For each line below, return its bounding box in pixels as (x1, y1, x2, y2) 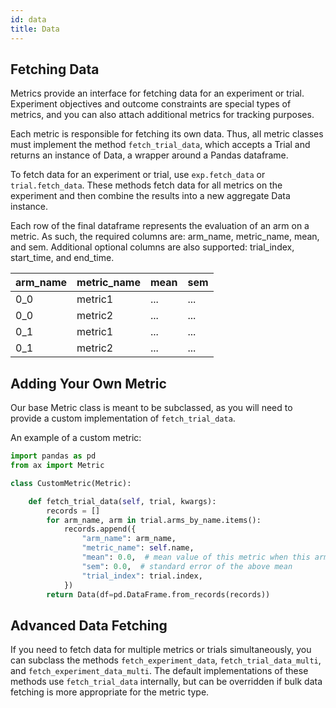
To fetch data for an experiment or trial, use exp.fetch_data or (10, 169, 266, 181)
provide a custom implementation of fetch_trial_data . (10, 412, 236, 425)
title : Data (10, 24, 60, 34)
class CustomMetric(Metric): (10, 478, 132, 488)
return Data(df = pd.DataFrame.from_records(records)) (46, 589, 271, 600)
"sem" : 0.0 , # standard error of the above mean (81, 561, 293, 571)
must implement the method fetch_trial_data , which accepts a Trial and (10, 139, 311, 151)
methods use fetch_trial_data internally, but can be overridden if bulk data (10, 676, 323, 688)
